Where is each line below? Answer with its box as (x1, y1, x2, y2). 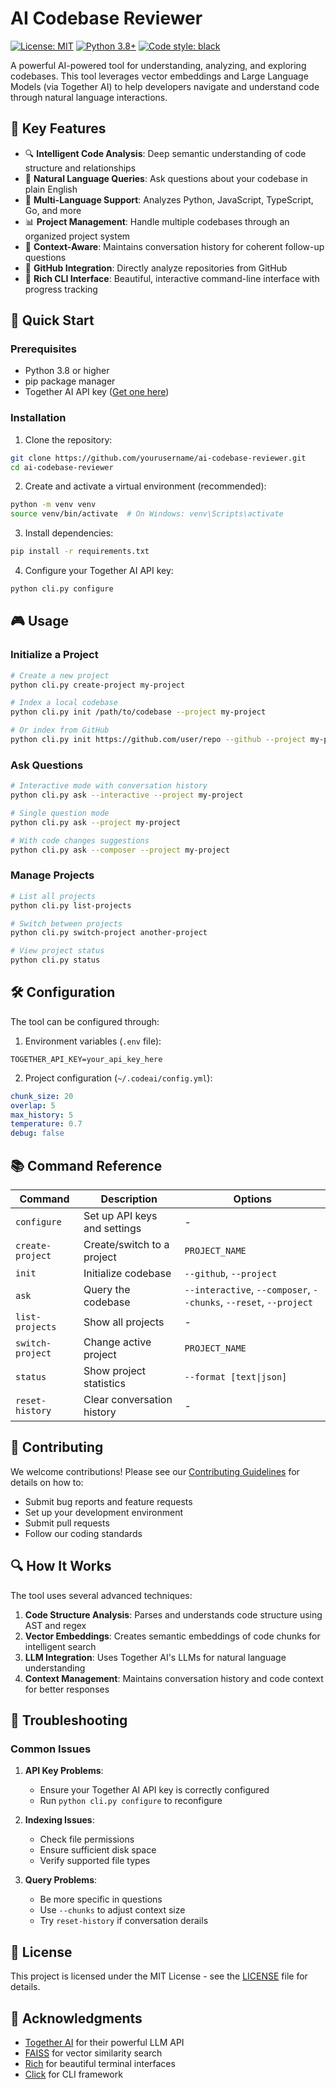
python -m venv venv (10, 500, 97, 510)
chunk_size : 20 (10, 1091, 74, 1101)
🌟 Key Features (10, 120, 107, 137)
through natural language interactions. (10, 91, 168, 103)
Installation (10, 411, 67, 425)
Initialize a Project (10, 648, 99, 662)
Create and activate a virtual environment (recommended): (24, 480, 267, 492)
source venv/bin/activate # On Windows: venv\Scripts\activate (10, 509, 284, 519)
